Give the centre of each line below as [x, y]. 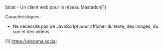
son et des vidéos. [32, 31]
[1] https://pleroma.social [31, 41]
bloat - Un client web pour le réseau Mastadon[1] [56, 7]
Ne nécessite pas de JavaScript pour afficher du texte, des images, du [85, 26]
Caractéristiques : [24, 17]
